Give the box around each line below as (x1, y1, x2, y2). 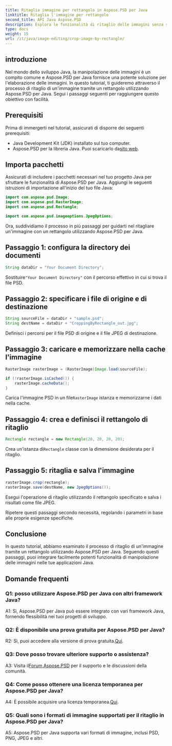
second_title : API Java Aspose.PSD (5, 17, 81, 22)
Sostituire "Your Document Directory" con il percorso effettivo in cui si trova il (5, 274, 167, 280)
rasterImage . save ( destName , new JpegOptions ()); (5, 485, 111, 490)
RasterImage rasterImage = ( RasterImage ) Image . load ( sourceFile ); (5, 367, 147, 372)
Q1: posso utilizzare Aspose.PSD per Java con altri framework (5, 590, 163, 597)
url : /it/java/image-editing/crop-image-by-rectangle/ (5, 36, 125, 42)
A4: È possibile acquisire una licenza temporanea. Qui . (5, 699, 119, 705)
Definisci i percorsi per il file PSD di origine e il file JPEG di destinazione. (5, 330, 158, 336)
